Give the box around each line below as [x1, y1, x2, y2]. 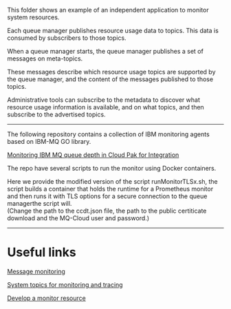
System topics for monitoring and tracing [7, 280, 123, 288]
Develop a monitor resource [7, 294, 86, 302]
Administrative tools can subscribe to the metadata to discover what [7, 96, 201, 104]
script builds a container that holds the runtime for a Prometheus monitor [7, 185, 214, 193]
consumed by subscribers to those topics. [7, 34, 126, 42]
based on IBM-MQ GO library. [7, 138, 91, 145]
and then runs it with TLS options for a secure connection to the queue [7, 192, 208, 200]
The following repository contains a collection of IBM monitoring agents [7, 130, 210, 138]
